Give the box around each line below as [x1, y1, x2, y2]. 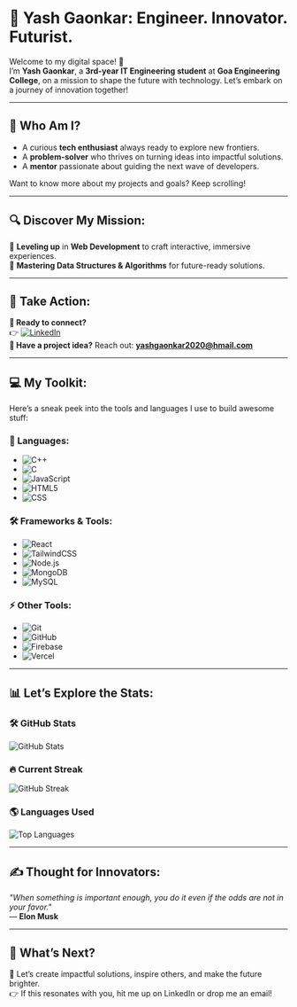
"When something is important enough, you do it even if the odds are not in [9, 893, 285, 903]
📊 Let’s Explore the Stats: [9, 686, 154, 701]
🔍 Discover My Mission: [9, 213, 146, 229]
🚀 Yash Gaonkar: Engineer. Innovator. [9, 8, 288, 28]
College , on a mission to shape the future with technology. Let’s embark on [9, 74, 283, 85]
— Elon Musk [9, 911, 59, 922]
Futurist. [9, 27, 73, 47]
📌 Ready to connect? [9, 317, 87, 328]
